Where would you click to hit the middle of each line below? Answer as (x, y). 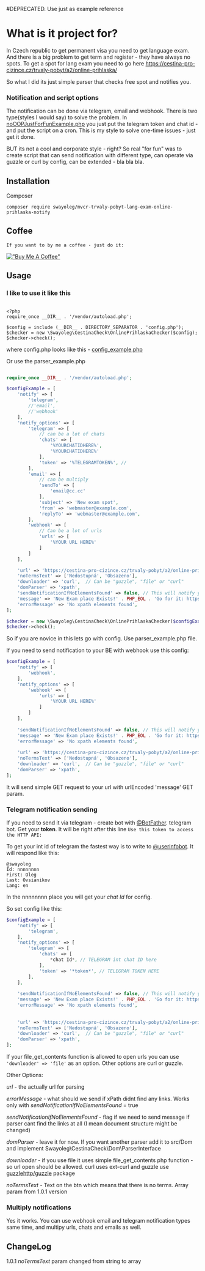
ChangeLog (29, 1246)
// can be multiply (63, 480)
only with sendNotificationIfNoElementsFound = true (72, 1105)
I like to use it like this (39, 293)
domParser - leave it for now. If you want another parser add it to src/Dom (99, 1142)
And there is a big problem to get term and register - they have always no (99, 57)
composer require (28, 207)
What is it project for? (62, 34)
